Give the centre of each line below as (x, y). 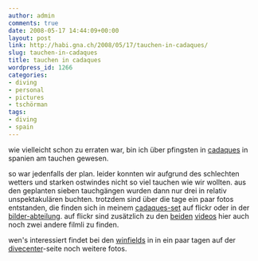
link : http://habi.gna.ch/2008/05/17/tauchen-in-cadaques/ (108, 45)
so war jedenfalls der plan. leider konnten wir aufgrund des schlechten (124, 173)
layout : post (30, 38)
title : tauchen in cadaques (55, 61)
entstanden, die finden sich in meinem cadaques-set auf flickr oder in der (129, 208)
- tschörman (28, 105)
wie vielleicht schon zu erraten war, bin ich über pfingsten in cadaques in (128, 149)
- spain (21, 127)
